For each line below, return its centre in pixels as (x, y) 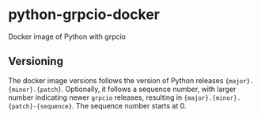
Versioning (36, 61)
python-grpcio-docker (84, 15)
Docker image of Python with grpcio (67, 36)
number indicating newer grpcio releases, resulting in (95, 97)
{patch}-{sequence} (40, 106)
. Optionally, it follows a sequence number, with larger (149, 89)
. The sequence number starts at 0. (129, 105)
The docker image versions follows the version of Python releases (116, 80)
